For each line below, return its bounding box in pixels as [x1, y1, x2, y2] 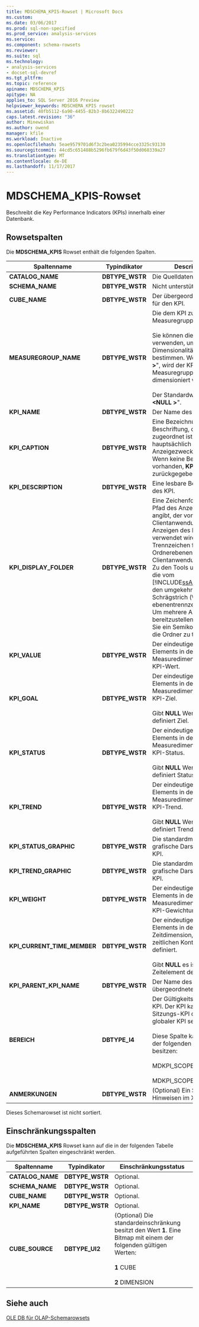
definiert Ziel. [152, 716, 190, 725]
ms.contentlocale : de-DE [6, 158, 68, 164]
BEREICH [9, 1035, 35, 1044]
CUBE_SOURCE [9, 1244, 53, 1253]
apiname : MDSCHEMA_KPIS [6, 86, 65, 92]
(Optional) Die [114, 1211, 154, 1219]
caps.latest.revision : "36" [6, 114, 76, 120]
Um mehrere [152, 608, 187, 616]
